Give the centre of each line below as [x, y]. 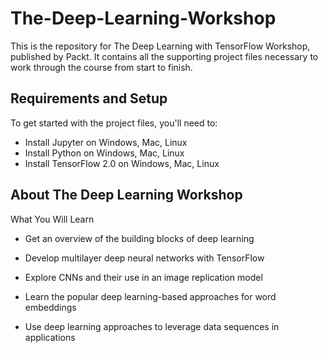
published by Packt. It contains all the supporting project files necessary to [164, 56]
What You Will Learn [52, 219]
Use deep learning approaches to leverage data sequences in [152, 326]
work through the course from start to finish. [101, 67]
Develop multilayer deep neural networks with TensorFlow [144, 258]
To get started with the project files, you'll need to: [114, 123]
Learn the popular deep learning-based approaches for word [150, 296]
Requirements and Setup [89, 98]
